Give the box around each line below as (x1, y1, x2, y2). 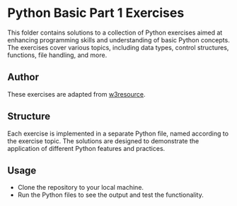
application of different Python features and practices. (7, 144, 166, 152)
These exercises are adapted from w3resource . (7, 90, 146, 98)
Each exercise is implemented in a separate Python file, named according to (7, 129, 229, 138)
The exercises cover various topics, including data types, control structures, (7, 43, 229, 51)
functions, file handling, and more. (7, 51, 108, 59)
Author (7, 71, 39, 83)
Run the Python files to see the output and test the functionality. (17, 190, 204, 199)
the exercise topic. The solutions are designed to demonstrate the (7, 136, 200, 145)
